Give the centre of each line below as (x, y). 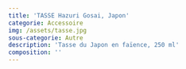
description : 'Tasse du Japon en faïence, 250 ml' (94, 45)
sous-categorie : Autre (46, 38)
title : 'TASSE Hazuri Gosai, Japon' (69, 15)
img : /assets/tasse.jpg (48, 30)
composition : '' (35, 52)
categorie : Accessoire (46, 23)
